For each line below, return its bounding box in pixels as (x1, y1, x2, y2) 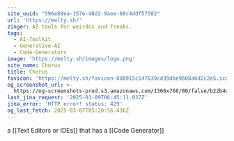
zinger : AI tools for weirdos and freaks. (7, 23, 132, 30)
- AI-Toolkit (13, 36, 52, 43)
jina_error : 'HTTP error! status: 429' (7, 101, 123, 108)
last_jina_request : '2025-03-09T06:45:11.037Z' (7, 94, 148, 101)
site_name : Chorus (7, 62, 61, 69)
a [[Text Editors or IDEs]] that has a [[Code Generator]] (7, 126, 164, 134)
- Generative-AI (13, 42, 61, 49)
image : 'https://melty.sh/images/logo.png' (7, 56, 136, 63)
